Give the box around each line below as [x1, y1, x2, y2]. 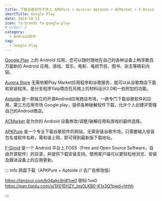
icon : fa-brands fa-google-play [5, 20, 70, 26]
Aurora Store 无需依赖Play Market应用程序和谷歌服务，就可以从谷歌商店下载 [5, 79, 157, 85]
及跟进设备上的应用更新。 [5, 157, 56, 163]
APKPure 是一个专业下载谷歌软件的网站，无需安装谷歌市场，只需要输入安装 [5, 128, 155, 134]
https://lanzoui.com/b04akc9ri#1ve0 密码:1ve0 [5, 177, 97, 183]
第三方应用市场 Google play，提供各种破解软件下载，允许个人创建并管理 [13, 102, 157, 108]
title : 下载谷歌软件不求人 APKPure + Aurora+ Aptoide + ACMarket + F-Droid [5, 7, 154, 12]
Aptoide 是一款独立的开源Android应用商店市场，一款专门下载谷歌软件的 [5, 95, 148, 102]
